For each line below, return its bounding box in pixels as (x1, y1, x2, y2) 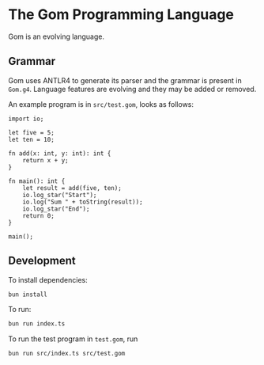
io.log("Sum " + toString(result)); (22, 198, 144, 206)
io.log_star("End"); (22, 204, 90, 213)
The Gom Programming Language (8, 6, 235, 24)
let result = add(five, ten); (22, 184, 123, 192)
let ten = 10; (8, 135, 55, 143)
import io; (8, 115, 44, 123)
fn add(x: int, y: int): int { (8, 149, 111, 158)
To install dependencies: (8, 275, 89, 284)
